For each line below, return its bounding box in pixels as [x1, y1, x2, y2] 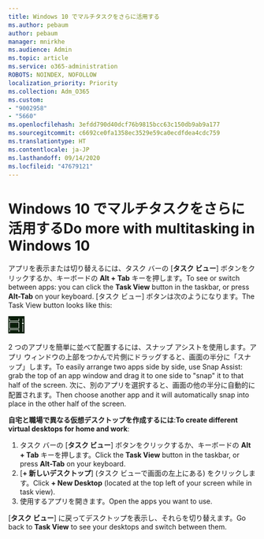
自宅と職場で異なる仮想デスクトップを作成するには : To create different [8, 415, 238, 425]
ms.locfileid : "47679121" [8, 162, 93, 170]
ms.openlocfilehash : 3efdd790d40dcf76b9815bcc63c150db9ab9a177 [8, 121, 221, 129]
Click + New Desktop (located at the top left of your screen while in [32, 478, 252, 488]
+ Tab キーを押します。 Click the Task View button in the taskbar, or [19, 450, 240, 460]
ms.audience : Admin [8, 46, 73, 54]
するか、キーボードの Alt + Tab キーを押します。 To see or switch [28, 273, 240, 283]
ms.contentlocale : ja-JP [8, 146, 90, 154]
